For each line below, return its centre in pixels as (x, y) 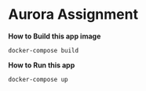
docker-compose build (44, 50)
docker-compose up (38, 79)
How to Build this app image (55, 36)
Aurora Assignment (73, 15)
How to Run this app (42, 65)
